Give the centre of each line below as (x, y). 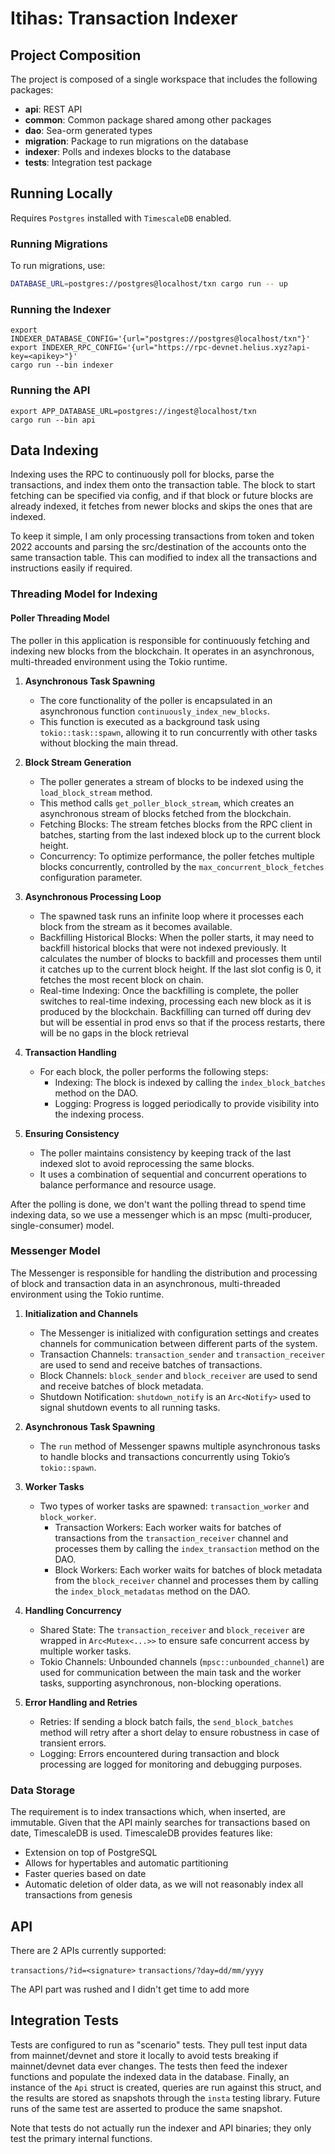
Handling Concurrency (73, 1610)
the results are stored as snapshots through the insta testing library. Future (165, 2098)
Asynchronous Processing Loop (93, 896)
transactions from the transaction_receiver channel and (171, 1538)
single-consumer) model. (62, 1225)
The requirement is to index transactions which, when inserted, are (148, 1812)
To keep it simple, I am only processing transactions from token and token (162, 536)
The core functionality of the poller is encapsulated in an (156, 700)
